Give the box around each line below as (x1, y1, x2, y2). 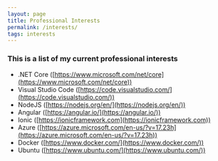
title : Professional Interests (7, 17, 100, 24)
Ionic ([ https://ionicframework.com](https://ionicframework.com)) (17, 115, 212, 124)
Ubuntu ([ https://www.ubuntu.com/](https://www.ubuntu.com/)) (17, 145, 206, 154)
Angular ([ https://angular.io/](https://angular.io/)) (17, 108, 161, 116)
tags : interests (7, 30, 56, 38)
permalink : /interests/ (7, 24, 78, 31)
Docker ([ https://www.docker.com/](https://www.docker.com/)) (17, 138, 204, 147)
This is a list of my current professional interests (7, 54, 178, 64)
